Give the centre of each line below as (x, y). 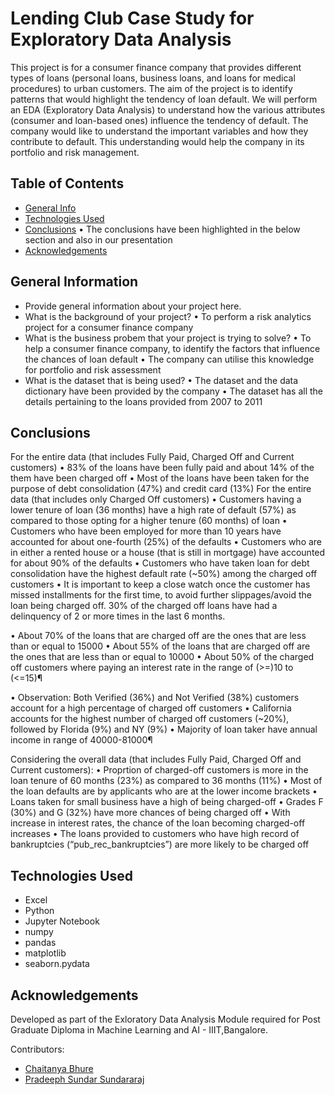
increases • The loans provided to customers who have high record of (155, 834)
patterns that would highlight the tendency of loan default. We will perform (164, 99)
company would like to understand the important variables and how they (159, 131)
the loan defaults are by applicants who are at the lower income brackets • (164, 791)
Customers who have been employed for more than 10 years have (146, 531)
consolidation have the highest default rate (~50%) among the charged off (164, 574)
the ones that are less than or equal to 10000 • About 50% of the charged (162, 657)
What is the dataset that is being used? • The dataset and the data (161, 380)
